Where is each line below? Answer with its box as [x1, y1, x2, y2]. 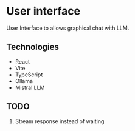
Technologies [6, 42, 60, 52]
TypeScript [15, 71, 43, 78]
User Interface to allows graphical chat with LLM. [6, 24, 130, 32]
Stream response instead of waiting [15, 117, 105, 125]
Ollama [15, 77, 33, 84]
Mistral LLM [15, 84, 45, 91]
